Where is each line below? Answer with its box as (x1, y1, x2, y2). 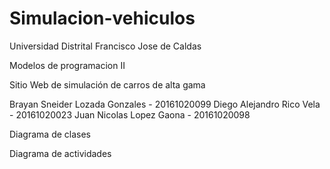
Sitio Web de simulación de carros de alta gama (9, 78, 206, 91)
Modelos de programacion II (9, 59, 126, 71)
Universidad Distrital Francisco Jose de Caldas (9, 40, 202, 52)
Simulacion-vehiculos (9, 7, 196, 30)
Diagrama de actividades (9, 147, 112, 159)
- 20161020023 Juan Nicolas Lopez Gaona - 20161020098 (9, 108, 251, 121)
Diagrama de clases (9, 128, 91, 140)
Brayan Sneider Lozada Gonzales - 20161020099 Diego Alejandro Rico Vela (9, 98, 321, 110)
